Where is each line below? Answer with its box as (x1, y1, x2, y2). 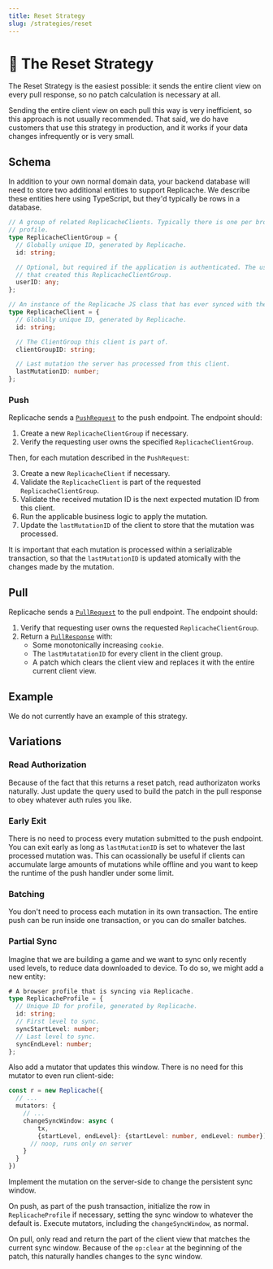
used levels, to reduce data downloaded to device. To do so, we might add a (8, 963, 264, 972)
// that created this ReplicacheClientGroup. (15, 271, 173, 279)
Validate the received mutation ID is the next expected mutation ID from (19, 495, 260, 505)
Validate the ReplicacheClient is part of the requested (19, 477, 201, 487)
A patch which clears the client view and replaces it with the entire (32, 657, 255, 667)
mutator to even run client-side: (8, 1071, 114, 1081)
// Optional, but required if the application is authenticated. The (15, 263, 256, 271)
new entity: (8, 972, 46, 981)
